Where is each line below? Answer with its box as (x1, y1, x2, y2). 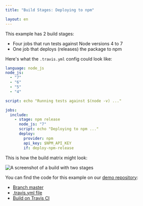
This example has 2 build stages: (5, 31, 74, 37)
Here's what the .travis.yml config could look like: (5, 55, 112, 62)
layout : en (5, 16, 28, 22)
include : (10, 112, 28, 117)
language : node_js (5, 66, 44, 71)
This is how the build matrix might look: (5, 155, 88, 161)
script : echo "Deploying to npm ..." (18, 127, 99, 132)
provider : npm (23, 136, 53, 141)
